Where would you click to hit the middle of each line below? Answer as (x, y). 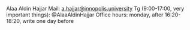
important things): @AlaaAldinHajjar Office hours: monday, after (85, 15)
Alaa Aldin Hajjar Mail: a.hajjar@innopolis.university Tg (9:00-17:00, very (95, 9)
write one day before (48, 21)
